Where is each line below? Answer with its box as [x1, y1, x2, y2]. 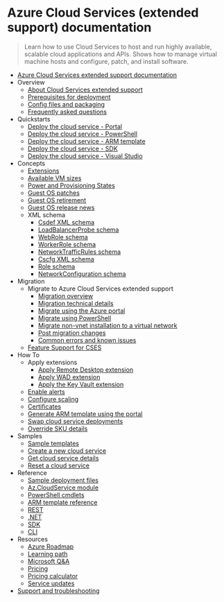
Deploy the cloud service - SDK [27, 144, 118, 153]
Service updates [27, 579, 75, 587]
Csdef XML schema [37, 218, 95, 226]
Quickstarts [17, 114, 51, 123]
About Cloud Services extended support [27, 85, 144, 94]
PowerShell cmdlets [27, 490, 85, 499]
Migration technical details [37, 299, 114, 307]
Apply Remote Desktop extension [37, 365, 134, 374]
